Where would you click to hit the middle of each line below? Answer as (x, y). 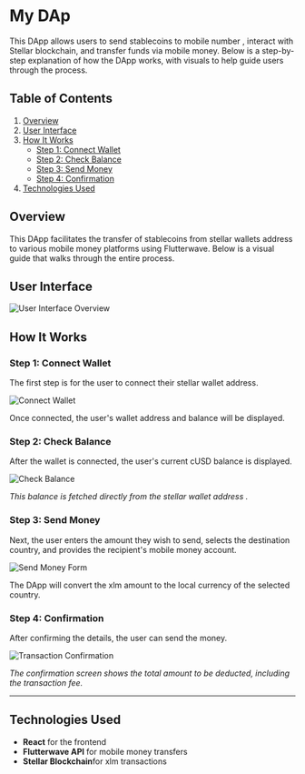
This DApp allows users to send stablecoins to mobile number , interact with (152, 41)
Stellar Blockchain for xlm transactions (95, 761)
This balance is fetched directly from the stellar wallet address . (129, 497)
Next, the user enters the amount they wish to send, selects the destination (150, 540)
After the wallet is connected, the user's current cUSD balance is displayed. (151, 461)
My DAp (40, 16)
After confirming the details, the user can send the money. (118, 638)
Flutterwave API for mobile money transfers (105, 751)
